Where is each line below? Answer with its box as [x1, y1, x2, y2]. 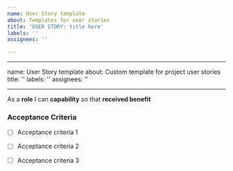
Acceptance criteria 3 [17, 156, 80, 164]
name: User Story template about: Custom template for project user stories [7, 67, 221, 76]
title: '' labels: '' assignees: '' [7, 75, 89, 83]
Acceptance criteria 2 [17, 142, 80, 150]
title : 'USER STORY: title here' [7, 23, 104, 30]
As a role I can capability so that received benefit [7, 95, 151, 104]
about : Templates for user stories [7, 17, 110, 24]
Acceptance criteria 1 [17, 128, 78, 136]
